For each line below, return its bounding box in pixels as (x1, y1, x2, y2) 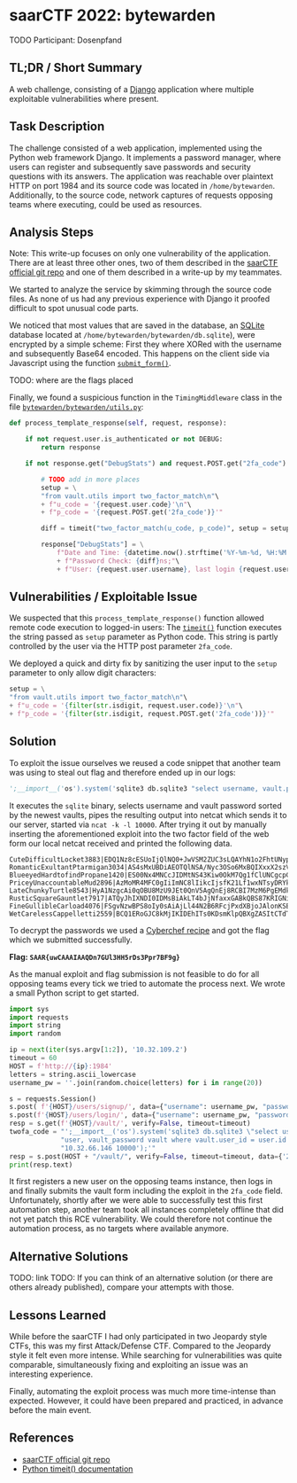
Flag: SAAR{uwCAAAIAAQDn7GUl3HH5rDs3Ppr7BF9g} (9, 951, 181, 962)
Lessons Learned (9, 1307, 106, 1323)
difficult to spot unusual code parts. (9, 303, 139, 314)
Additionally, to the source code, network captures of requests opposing (9, 190, 274, 200)
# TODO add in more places (41, 475, 141, 484)
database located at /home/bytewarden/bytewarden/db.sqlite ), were (9, 330, 255, 340)
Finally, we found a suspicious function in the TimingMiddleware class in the (9, 392, 283, 403)
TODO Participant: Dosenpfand (9, 35, 122, 45)
